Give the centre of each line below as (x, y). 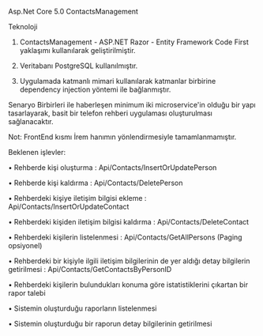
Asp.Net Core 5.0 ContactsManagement (73, 11)
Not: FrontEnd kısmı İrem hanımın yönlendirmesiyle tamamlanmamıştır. (122, 137)
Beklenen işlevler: (37, 152)
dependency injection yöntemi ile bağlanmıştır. (95, 89)
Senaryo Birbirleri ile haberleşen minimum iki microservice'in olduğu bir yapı (132, 105)
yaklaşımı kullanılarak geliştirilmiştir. (77, 50)
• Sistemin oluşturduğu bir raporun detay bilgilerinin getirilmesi (110, 324)
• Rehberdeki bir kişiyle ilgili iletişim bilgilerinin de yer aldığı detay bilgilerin (129, 261)
